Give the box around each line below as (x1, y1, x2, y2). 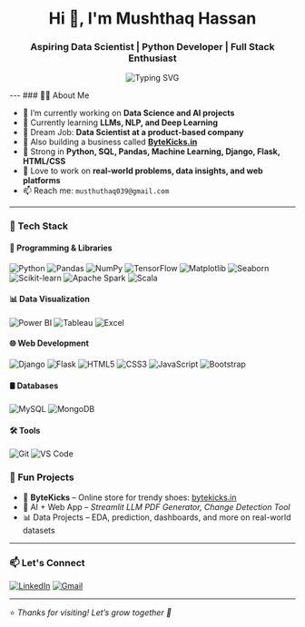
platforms (22, 175, 61, 186)
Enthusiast (128, 52, 177, 64)
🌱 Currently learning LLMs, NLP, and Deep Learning (22, 117, 218, 128)
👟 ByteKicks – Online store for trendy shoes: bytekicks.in (22, 492, 238, 503)
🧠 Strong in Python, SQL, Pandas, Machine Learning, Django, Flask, (22, 146, 280, 157)
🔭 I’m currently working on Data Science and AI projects (22, 108, 235, 119)
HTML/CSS (22, 156, 66, 167)
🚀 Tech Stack (9, 220, 69, 232)
